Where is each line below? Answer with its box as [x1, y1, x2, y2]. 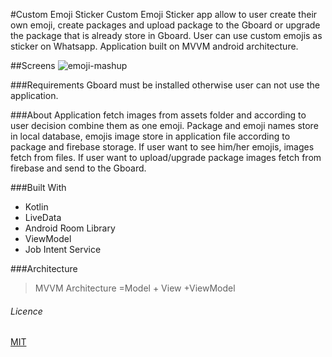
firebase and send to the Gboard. [10, 162, 147, 174]
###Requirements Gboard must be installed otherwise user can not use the [10, 79, 320, 91]
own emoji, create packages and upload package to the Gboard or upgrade [10, 19, 321, 31]
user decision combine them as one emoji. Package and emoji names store [10, 120, 319, 131]
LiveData [24, 212, 62, 223]
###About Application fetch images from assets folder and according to [10, 109, 307, 121]
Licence [10, 305, 43, 317]
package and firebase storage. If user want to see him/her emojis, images [10, 141, 315, 153]
